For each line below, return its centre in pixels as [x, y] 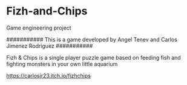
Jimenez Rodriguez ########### [50, 46]
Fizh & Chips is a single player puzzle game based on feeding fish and [94, 57]
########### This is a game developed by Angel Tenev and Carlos [92, 39]
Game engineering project [39, 28]
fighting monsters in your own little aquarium [62, 64]
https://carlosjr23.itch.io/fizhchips [48, 75]
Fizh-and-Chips [47, 11]
